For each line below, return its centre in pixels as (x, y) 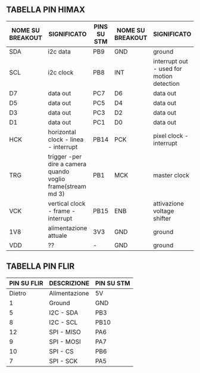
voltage (164, 211)
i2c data (60, 51)
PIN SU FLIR (26, 283)
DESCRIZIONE (69, 283)
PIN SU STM (113, 283)
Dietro (18, 293)
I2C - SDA (64, 312)
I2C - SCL (63, 322)
